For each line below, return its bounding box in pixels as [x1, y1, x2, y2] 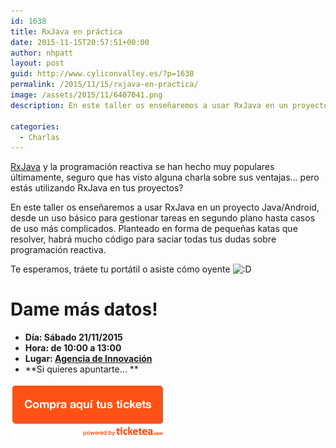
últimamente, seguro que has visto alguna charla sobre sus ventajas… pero [10, 171, 320, 184]
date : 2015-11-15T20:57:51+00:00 [10, 37, 150, 47]
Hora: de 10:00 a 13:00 [24, 342, 122, 354]
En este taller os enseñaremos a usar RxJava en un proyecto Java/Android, [10, 201, 320, 214]
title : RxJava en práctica [10, 26, 123, 37]
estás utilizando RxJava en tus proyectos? [10, 182, 184, 194]
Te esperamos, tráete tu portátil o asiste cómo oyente [10, 263, 231, 275]
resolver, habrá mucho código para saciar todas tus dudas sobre [10, 233, 277, 245]
